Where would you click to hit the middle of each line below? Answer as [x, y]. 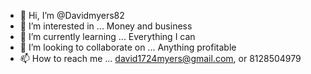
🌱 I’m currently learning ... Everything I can [107, 36]
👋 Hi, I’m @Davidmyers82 [72, 15]
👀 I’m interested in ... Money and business [106, 26]
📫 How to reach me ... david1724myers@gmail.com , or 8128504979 [160, 58]
